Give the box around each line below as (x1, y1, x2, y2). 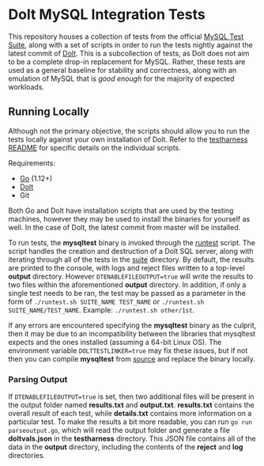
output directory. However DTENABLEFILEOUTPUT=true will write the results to (8, 271, 254, 281)
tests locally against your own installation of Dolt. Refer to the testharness (8, 134, 248, 144)
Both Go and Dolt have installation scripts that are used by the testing (8, 206, 234, 215)
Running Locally (8, 105, 89, 119)
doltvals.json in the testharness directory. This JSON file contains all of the (8, 434, 256, 444)
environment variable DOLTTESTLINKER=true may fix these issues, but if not (8, 346, 248, 355)
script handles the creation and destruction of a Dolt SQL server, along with (8, 246, 255, 256)
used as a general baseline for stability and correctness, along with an (8, 65, 237, 74)
